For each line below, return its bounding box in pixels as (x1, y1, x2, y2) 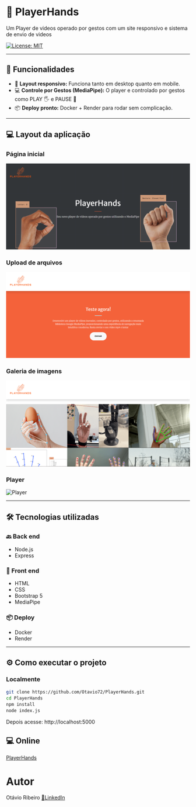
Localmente (6, 675, 41, 683)
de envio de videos (6, 30, 52, 37)
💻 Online (6, 736, 40, 746)
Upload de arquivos (6, 258, 62, 267)
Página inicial (6, 150, 45, 158)
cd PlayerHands (6, 695, 43, 701)
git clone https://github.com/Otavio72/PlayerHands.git (6, 689, 145, 695)
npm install (6, 701, 35, 707)
